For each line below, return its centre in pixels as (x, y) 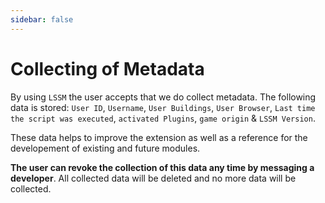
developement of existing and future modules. (105, 148)
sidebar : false (42, 19)
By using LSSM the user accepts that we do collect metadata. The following (163, 97)
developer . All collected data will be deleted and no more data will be (153, 178)
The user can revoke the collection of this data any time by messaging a (162, 167)
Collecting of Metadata (107, 68)
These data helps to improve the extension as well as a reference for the (159, 137)
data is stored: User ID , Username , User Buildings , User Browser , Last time (163, 107)
